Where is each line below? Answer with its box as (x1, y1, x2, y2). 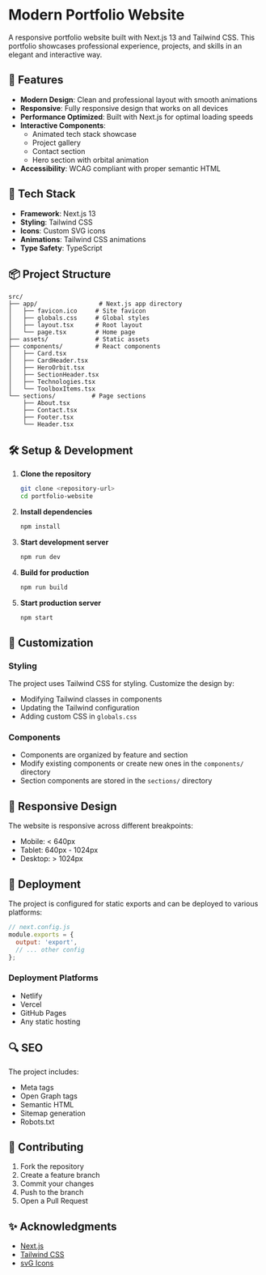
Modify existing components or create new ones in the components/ (19, 759, 244, 769)
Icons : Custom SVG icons (19, 225, 107, 236)
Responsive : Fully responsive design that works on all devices (19, 103, 229, 113)
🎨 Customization (8, 636, 94, 650)
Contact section (32, 146, 86, 156)
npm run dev (19, 552, 61, 561)
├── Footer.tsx (23, 413, 74, 422)
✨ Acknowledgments (8, 1219, 117, 1233)
